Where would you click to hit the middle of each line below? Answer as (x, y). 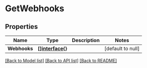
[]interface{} (52, 48)
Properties (21, 27)
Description (86, 40)
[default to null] (122, 48)
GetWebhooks (35, 9)
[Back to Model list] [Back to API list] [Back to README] (61, 61)
